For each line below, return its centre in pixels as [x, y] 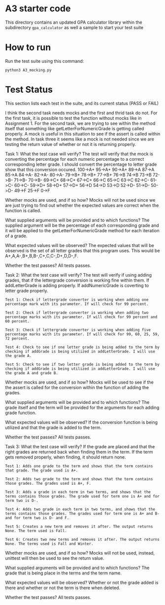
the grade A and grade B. [32, 373]
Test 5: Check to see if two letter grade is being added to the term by [82, 364]
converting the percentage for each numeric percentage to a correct [75, 159]
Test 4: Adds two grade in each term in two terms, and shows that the [80, 509]
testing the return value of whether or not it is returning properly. [71, 144]
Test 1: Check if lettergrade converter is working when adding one [77, 300]
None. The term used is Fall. [36, 531]
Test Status [29, 90]
